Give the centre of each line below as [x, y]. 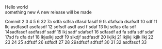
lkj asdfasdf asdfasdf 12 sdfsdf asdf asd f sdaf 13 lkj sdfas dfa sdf [71, 27]
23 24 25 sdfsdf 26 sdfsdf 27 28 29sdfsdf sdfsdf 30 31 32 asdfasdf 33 [76, 42]
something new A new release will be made [49, 12]
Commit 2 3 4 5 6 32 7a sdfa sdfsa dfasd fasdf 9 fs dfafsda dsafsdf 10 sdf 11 [81, 22]
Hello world [16, 7]
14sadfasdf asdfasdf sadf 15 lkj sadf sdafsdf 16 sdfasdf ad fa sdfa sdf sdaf [80, 32]
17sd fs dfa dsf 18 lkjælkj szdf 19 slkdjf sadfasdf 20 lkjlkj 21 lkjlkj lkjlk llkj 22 [79, 37]
